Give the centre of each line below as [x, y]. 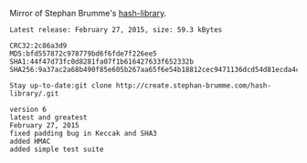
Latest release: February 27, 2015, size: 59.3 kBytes [116, 30]
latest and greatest [49, 117]
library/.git [34, 94]
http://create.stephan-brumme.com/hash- [194, 86]
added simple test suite [57, 149]
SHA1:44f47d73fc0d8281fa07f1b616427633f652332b [102, 62]
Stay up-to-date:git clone [61, 86]
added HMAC [30, 141]
